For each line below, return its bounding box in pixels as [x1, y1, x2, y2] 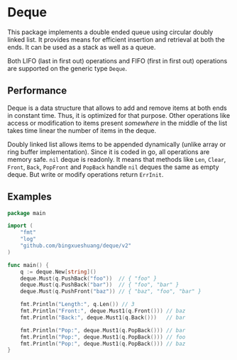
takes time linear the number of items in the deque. [7, 126, 157, 135]
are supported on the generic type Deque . [7, 64, 128, 72]
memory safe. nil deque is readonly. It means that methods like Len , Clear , [7, 155, 226, 163]
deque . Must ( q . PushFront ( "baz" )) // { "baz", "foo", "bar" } [20, 288, 202, 295]
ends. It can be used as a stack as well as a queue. [7, 43, 156, 51]
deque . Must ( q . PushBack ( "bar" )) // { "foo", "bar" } [20, 281, 180, 288]
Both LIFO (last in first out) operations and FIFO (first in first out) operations [7, 56, 228, 65]
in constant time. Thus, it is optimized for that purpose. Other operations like [7, 111, 231, 119]
